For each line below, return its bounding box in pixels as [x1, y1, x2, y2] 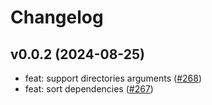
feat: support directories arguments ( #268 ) [24, 72, 202, 84]
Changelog [10, 6, 104, 29]
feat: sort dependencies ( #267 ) [24, 83, 154, 95]
